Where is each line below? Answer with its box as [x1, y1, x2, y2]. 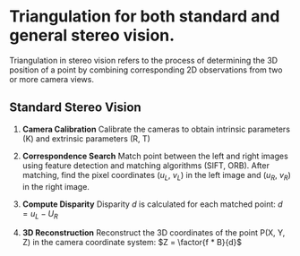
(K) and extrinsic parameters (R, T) [21, 132, 150, 144]
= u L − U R [21, 208, 58, 221]
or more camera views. [9, 73, 94, 84]
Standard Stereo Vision [9, 100, 141, 115]
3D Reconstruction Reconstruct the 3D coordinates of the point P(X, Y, [21, 227, 286, 238]
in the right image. [21, 181, 90, 192]
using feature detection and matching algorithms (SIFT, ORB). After [21, 159, 270, 171]
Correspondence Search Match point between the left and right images [21, 150, 288, 161]
